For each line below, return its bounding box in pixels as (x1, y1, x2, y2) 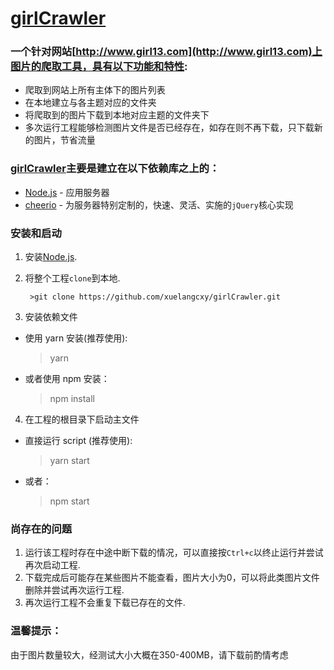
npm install (49, 393, 95, 405)
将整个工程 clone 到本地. (24, 272, 121, 284)
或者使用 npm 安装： (24, 373, 110, 385)
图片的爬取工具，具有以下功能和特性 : (10, 60, 188, 74)
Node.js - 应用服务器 (24, 186, 110, 198)
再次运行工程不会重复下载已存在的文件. (24, 597, 186, 609)
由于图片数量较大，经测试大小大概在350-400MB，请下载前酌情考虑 (10, 648, 289, 661)
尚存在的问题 (10, 522, 73, 536)
